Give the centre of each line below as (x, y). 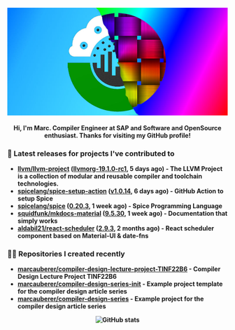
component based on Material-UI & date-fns (83, 236)
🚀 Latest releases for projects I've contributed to (91, 153)
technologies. (38, 184)
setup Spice (35, 199)
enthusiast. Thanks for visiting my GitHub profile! (117, 135)
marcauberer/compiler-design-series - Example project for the (111, 299)
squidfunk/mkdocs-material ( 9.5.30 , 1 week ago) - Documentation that (122, 214)
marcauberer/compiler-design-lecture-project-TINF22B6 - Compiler (119, 269)
